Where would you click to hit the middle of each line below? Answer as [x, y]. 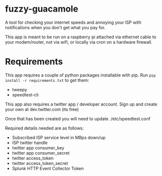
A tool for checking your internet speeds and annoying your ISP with [73, 22]
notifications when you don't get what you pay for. [55, 27]
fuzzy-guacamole [42, 9]
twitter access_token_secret [40, 163]
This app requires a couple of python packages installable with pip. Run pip [81, 75]
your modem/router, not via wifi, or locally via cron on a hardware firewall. [79, 42]
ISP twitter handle [30, 143]
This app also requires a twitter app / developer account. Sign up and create [81, 104]
